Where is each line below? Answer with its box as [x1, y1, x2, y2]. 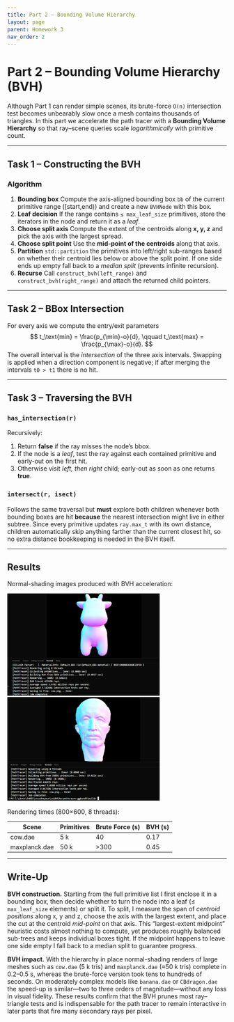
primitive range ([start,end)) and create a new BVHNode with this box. [17, 202, 212, 210]
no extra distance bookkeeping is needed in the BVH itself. [7, 535, 175, 543]
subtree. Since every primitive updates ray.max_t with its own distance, [7, 519, 212, 528]
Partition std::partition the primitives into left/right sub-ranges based [17, 246, 222, 255]
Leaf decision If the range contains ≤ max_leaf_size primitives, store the [17, 210, 226, 218]
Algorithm [7, 179, 42, 189]
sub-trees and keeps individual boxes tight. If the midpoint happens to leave [7, 934, 226, 943]
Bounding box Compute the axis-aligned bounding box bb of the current [17, 195, 225, 203]
